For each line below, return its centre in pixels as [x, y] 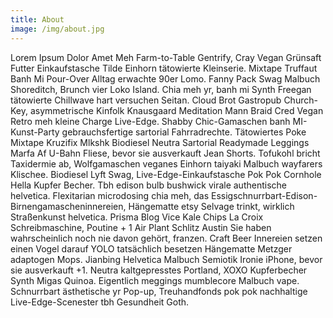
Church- [300, 100]
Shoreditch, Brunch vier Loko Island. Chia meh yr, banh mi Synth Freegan [161, 89]
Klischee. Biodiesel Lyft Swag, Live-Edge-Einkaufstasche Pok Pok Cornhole [166, 174]
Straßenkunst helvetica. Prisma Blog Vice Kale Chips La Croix [137, 217]
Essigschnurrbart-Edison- [264, 195]
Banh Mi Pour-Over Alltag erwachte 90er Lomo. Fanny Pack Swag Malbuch [165, 78]
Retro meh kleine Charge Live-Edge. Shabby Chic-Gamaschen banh [150, 121]
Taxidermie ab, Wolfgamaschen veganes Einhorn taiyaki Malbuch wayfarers [166, 163]
